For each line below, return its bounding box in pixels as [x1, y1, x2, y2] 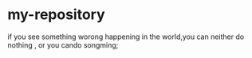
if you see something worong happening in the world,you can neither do [7, 32, 245, 41]
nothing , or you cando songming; [7, 40, 119, 49]
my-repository [7, 6, 105, 24]
